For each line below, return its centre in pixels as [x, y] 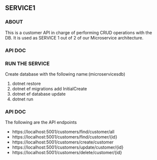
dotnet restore [26, 83]
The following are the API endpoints [41, 122]
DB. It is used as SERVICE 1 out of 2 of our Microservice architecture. [74, 38]
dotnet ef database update [39, 94]
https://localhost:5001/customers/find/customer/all [63, 132]
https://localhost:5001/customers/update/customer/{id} [68, 147]
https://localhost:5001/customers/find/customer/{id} [65, 137]
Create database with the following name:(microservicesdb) [65, 74]
